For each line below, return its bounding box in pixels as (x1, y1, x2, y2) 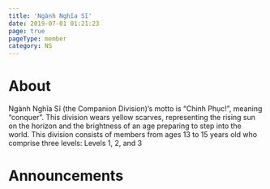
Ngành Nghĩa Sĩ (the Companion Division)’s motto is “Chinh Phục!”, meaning (8, 104, 263, 114)
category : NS (8, 42, 53, 50)
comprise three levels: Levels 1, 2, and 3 (8, 139, 143, 148)
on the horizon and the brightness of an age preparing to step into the (8, 121, 242, 131)
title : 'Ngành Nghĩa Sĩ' (8, 11, 92, 20)
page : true (8, 27, 45, 35)
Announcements (8, 167, 124, 185)
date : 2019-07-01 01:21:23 (8, 19, 100, 28)
